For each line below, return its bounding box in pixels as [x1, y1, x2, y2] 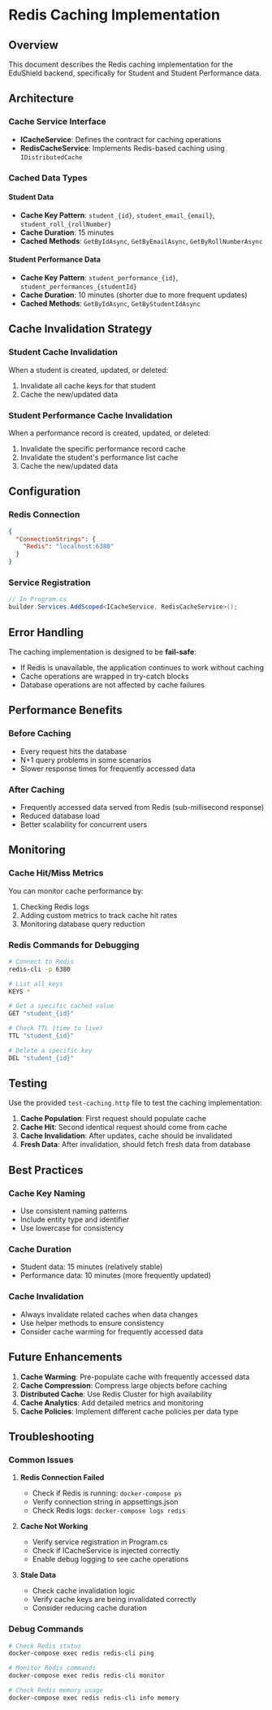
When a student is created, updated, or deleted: [8, 365, 169, 374]
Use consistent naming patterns [19, 1206, 127, 1216]
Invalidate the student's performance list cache [19, 452, 179, 462]
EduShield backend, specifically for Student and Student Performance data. [8, 68, 262, 78]
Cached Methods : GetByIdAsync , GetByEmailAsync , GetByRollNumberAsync [19, 236, 263, 245]
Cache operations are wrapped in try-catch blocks [19, 671, 189, 681]
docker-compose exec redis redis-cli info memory [8, 1694, 180, 1702]
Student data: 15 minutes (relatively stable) [19, 1262, 163, 1272]
